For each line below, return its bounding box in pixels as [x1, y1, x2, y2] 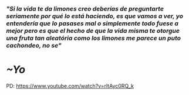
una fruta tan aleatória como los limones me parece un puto [6, 34, 181, 42]
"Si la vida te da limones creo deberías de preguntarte [6, 5, 164, 13]
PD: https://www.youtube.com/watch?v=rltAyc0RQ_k [6, 82, 134, 89]
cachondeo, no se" [6, 41, 62, 49]
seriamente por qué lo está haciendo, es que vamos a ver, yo [6, 12, 184, 20]
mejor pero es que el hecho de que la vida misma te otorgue [6, 26, 180, 35]
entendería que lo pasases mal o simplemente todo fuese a [6, 19, 179, 28]
